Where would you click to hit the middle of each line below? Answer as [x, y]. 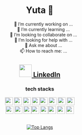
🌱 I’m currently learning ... [43, 29]
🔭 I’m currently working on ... [43, 24]
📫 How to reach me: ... [43, 51]
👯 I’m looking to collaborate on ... [43, 34]
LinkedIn [47, 75]
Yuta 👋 [40, 10]
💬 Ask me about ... [43, 45]
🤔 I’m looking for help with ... [43, 40]
